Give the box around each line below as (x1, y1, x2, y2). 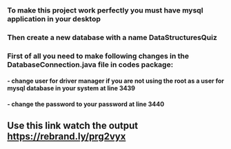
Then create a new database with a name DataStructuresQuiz (7, 32, 217, 42)
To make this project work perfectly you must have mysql (7, 6, 203, 15)
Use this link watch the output (7, 120, 139, 132)
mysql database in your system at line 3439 (7, 84, 136, 92)
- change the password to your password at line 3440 (7, 99, 165, 108)
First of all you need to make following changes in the (7, 51, 190, 61)
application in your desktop (7, 14, 101, 23)
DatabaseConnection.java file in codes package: (7, 59, 174, 69)
